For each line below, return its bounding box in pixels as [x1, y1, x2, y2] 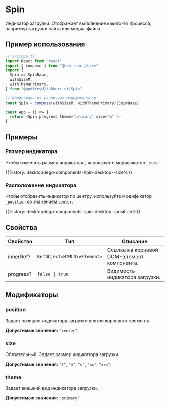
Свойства [5, 223, 38, 232]
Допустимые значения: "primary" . [5, 395, 81, 401]
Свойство [8, 238, 33, 245]
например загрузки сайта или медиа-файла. [5, 25, 102, 31]
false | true [37, 271, 69, 277]
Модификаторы [5, 291, 58, 299]
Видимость [107, 267, 135, 274]
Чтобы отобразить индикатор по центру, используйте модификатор [5, 193, 152, 199]
